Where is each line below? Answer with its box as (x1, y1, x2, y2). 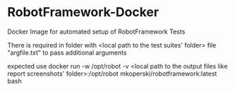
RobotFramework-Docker (7, 4, 159, 20)
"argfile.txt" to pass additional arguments (7, 48, 127, 57)
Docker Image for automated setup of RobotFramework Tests (7, 27, 186, 36)
